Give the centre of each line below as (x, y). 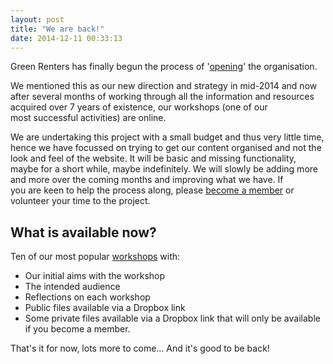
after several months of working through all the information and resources (162, 97)
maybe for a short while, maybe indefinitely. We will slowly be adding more (164, 169)
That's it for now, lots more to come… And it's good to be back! (140, 348)
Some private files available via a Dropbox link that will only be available (172, 318)
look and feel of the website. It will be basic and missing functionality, (153, 158)
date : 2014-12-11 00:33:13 (66, 38)
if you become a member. (77, 329)
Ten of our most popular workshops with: (95, 257)
